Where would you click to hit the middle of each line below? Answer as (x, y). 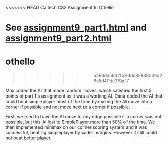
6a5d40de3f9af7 (111, 81)
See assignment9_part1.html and (76, 28)
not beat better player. (28, 138)
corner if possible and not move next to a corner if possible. (68, 107)
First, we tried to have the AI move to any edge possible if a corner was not (83, 117)
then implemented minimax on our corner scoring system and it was (76, 127)
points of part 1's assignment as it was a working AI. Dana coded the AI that (84, 96)
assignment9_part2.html (58, 39)
